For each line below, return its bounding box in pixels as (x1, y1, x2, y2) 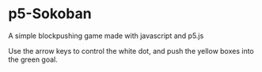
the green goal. (8, 55, 58, 64)
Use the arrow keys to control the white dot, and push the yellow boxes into (8, 46, 255, 55)
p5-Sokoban (8, 5, 93, 23)
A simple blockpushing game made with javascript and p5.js (8, 31, 204, 40)
